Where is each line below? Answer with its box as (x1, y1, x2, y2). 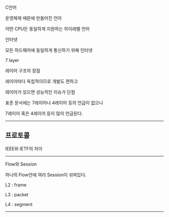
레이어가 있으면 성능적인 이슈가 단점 (5, 89, 75, 95)
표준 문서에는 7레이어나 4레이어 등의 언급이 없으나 (5, 100, 104, 106)
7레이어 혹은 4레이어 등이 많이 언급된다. (5, 110, 83, 116)
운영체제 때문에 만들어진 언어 (5, 15, 62, 21)
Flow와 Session (5, 161, 37, 167)
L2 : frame (5, 182, 27, 188)
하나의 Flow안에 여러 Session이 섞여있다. (5, 172, 87, 178)
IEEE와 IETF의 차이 (5, 146, 43, 152)
